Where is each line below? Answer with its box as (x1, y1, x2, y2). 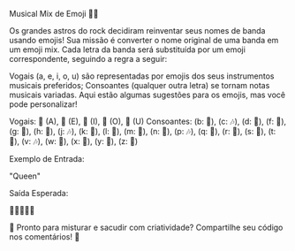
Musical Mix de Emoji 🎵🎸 (9, 9, 99, 19)
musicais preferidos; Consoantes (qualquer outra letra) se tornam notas (9, 80, 270, 90)
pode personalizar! (9, 99, 78, 110)
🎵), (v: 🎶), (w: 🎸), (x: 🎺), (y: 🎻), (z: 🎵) (9, 136, 139, 146)
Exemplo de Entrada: (9, 154, 86, 164)
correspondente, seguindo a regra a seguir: (9, 54, 168, 64)
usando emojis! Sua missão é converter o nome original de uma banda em (9, 35, 279, 45)
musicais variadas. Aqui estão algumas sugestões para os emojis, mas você (9, 89, 286, 100)
